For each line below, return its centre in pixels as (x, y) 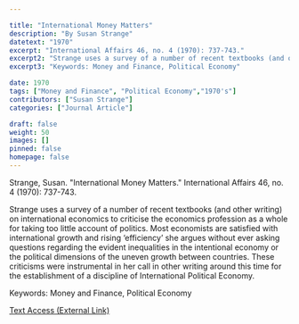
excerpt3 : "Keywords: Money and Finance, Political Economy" (125, 67)
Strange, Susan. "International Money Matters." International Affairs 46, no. (146, 182)
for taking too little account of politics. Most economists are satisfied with (144, 228)
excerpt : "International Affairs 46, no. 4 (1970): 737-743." (127, 50)
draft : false (33, 124)
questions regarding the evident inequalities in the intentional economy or (144, 247)
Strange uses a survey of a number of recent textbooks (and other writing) (146, 209)
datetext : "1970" (41, 42)
